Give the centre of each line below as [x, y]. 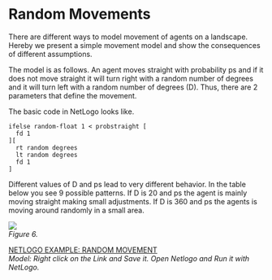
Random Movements [80, 14]
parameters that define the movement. [73, 95]
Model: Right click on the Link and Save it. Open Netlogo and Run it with [129, 258]
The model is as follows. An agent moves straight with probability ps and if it [136, 69]
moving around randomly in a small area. [76, 210]
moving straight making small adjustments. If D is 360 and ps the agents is [133, 201]
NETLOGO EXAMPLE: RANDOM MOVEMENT [83, 250]
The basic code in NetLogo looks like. [71, 112]
